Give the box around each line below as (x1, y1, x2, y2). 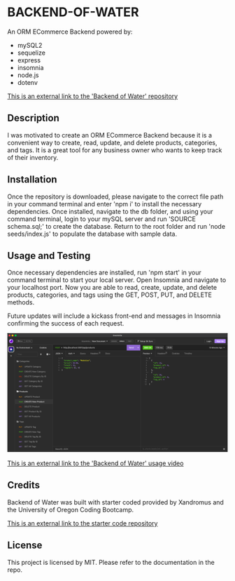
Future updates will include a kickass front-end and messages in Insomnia (7, 312, 221, 320)
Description (7, 112, 59, 124)
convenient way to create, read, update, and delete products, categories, (7, 138, 218, 147)
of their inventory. (7, 153, 59, 161)
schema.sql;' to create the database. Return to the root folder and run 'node (7, 222, 226, 230)
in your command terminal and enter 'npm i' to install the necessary (7, 199, 202, 208)
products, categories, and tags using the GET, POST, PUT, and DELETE (7, 290, 212, 299)
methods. (7, 298, 35, 307)
